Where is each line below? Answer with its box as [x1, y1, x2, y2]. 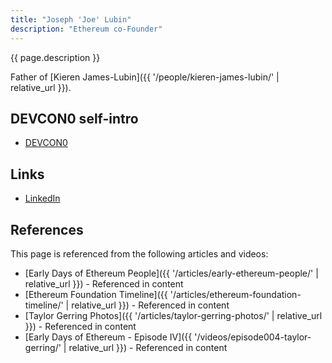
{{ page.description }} [10, 51, 101, 63]
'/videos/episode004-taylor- [194, 331, 312, 343]
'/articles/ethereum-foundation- [169, 288, 302, 300]
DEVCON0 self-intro [10, 110, 139, 127]
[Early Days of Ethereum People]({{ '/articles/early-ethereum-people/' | [24, 267, 319, 279]
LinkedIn [24, 192, 61, 205]
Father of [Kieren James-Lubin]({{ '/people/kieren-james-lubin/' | [10, 71, 280, 83]
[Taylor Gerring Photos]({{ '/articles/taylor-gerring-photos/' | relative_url [24, 309, 323, 321]
